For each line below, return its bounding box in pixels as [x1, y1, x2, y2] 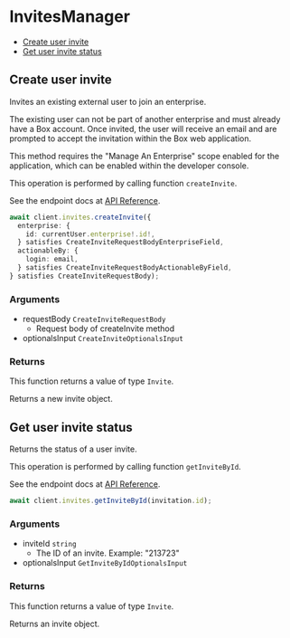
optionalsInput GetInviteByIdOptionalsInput [22, 557, 188, 568]
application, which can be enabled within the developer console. [9, 160, 249, 171]
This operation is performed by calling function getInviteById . [9, 462, 241, 472]
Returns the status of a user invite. [9, 443, 137, 454]
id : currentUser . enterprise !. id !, [25, 229, 155, 239]
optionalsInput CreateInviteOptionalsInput [22, 333, 183, 344]
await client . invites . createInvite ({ [9, 213, 152, 222]
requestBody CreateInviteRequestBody [22, 314, 166, 325]
